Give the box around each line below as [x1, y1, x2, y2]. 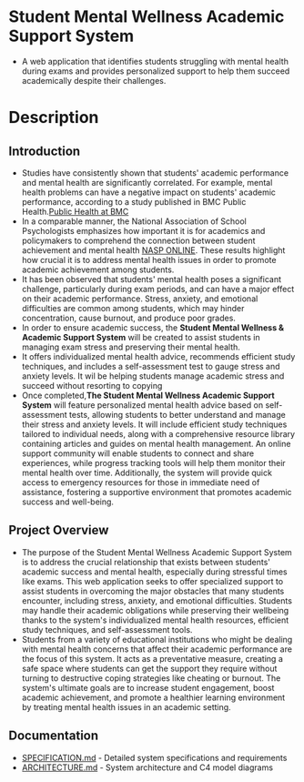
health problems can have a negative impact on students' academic [21, 187, 277, 198]
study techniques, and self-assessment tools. [21, 624, 193, 635]
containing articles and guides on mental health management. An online [21, 438, 291, 449]
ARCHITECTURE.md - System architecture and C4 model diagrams [21, 762, 274, 773]
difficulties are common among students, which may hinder [21, 302, 245, 313]
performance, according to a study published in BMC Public [21, 196, 247, 207]
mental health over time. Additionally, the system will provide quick [21, 467, 272, 478]
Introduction [8, 143, 81, 158]
